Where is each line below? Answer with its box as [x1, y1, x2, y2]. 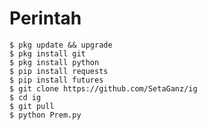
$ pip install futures [9, 75, 104, 85]
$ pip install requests [9, 66, 109, 76]
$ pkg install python [9, 57, 100, 67]
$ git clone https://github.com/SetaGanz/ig [9, 83, 198, 94]
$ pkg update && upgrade [9, 40, 113, 50]
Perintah [9, 7, 82, 30]
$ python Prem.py [9, 110, 82, 120]
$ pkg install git [9, 48, 86, 59]
